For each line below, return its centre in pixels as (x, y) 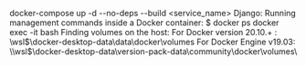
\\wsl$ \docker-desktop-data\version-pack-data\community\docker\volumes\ (153, 52)
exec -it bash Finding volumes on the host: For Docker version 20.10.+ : (143, 32)
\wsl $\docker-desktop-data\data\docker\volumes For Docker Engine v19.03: (153, 42)
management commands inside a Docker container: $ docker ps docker (144, 23)
